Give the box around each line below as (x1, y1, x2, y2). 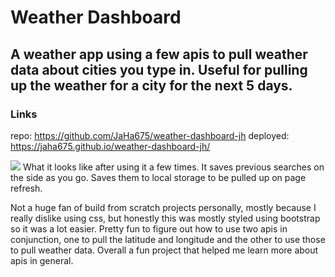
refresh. (10, 182, 43, 194)
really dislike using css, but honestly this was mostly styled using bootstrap (10, 212, 321, 224)
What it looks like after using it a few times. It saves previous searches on (22, 161, 325, 173)
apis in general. (10, 254, 74, 266)
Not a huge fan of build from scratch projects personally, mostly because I (10, 201, 317, 213)
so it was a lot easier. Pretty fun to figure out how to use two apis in (10, 222, 288, 235)
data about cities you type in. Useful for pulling (10, 61, 308, 78)
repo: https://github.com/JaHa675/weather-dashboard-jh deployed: (10, 129, 290, 141)
